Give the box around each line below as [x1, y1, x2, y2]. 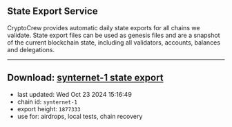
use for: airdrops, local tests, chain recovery [17, 112, 143, 120]
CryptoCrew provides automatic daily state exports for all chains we [7, 23, 200, 32]
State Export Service [7, 5, 98, 17]
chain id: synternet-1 [17, 97, 78, 106]
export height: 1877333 [17, 104, 81, 113]
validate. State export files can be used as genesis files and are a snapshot [7, 31, 220, 39]
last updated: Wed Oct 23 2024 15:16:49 [17, 90, 133, 98]
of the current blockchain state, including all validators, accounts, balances [7, 38, 221, 47]
